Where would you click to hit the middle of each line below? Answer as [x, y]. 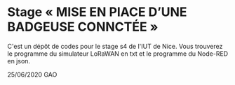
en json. [19, 61]
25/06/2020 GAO [32, 75]
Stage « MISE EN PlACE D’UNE [97, 12]
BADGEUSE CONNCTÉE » [83, 27]
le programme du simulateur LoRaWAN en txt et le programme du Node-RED [118, 54]
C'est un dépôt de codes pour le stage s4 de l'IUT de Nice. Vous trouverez [115, 46]
